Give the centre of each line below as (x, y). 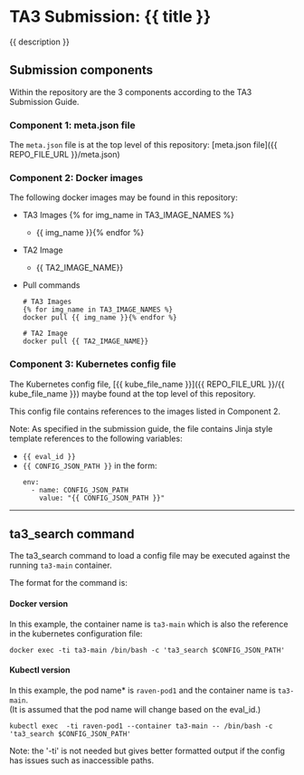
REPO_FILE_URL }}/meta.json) (65, 155)
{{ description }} (39, 42)
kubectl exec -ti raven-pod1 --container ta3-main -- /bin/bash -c (141, 726)
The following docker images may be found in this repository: (123, 197)
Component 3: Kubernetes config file (93, 364)
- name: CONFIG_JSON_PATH (80, 490)
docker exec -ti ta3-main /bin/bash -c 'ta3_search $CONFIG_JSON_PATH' (147, 650)
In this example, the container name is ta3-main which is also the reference (149, 624)
